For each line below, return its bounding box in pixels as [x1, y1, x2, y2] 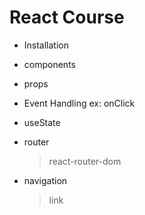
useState [23, 116, 61, 128]
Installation [23, 39, 70, 51]
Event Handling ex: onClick [23, 97, 136, 109]
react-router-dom [48, 155, 122, 167]
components [23, 58, 76, 70]
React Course [9, 6, 125, 29]
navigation [23, 174, 68, 186]
